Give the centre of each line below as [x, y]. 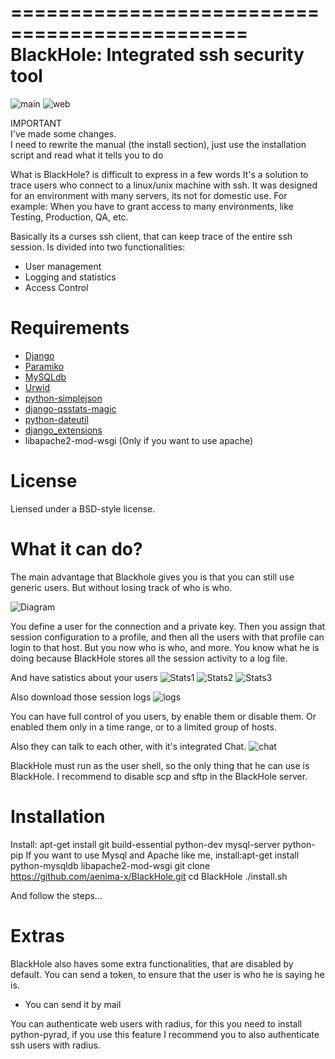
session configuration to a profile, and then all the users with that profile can [167, 637]
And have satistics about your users [84, 677]
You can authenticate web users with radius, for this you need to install [156, 1023]
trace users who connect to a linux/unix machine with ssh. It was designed [164, 185]
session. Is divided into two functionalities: [98, 247]
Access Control [56, 287]
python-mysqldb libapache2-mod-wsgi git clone [110, 865]
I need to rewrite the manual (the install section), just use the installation [158, 144]
